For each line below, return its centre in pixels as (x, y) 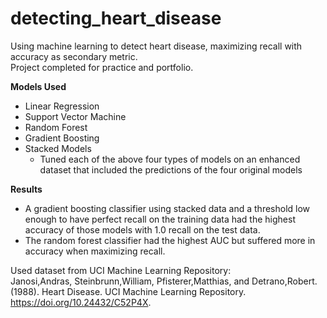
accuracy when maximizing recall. (95, 251)
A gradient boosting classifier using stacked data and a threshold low (167, 208)
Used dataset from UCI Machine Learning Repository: (121, 270)
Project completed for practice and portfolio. (102, 67)
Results (26, 189)
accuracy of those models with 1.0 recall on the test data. (142, 229)
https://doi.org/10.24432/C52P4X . (81, 302)
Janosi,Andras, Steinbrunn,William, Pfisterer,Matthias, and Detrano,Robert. (164, 281)
